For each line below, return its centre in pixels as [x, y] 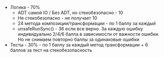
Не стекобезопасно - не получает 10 [57, 18]
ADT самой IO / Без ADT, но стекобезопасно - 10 [70, 13]
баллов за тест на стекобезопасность [51, 50]
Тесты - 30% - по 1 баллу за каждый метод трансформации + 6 [79, 45]
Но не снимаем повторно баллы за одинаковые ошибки [78, 39]
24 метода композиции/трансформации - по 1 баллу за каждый [87, 23]
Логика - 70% [25, 7]
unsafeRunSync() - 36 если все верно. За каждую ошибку [80, 29]
